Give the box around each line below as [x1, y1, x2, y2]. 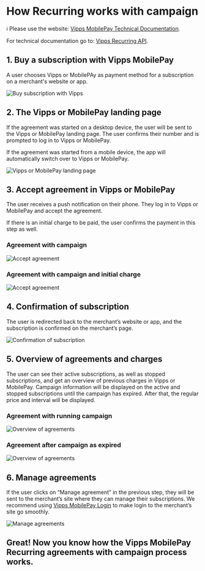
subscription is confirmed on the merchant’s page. [6, 324, 133, 332]
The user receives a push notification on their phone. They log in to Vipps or [6, 201, 199, 208]
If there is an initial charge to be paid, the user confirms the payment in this [6, 219, 196, 226]
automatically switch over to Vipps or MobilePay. [6, 155, 130, 162]
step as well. [6, 225, 38, 233]
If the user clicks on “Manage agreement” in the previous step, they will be [6, 488, 195, 496]
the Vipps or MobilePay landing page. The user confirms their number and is [6, 130, 199, 137]
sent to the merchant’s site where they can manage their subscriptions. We [6, 495, 195, 502]
